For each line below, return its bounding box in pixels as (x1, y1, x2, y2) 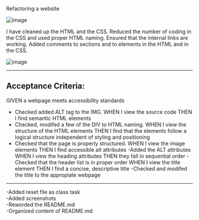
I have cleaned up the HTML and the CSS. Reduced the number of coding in (6, 28, 191, 35)
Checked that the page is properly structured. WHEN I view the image (14, 139, 185, 147)
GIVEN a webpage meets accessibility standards (6, 97, 125, 104)
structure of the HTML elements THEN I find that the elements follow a (14, 127, 187, 134)
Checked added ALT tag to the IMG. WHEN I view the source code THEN (14, 108, 192, 115)
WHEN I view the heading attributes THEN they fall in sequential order (14, 152, 185, 160)
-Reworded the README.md (6, 201, 75, 208)
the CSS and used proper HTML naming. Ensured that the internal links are (6, 34, 188, 41)
